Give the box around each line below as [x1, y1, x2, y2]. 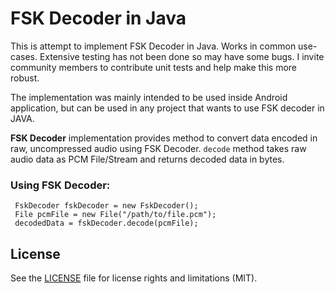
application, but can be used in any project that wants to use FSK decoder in [10, 102, 325, 114]
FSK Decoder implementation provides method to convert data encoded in [10, 132, 318, 144]
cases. [10, 50, 38, 62]
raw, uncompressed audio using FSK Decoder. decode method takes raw [10, 142, 307, 154]
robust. [10, 72, 40, 84]
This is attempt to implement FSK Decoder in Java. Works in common [10, 40, 297, 52]
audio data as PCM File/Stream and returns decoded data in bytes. [10, 153, 285, 165]
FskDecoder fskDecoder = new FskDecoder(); [14, 201, 199, 211]
